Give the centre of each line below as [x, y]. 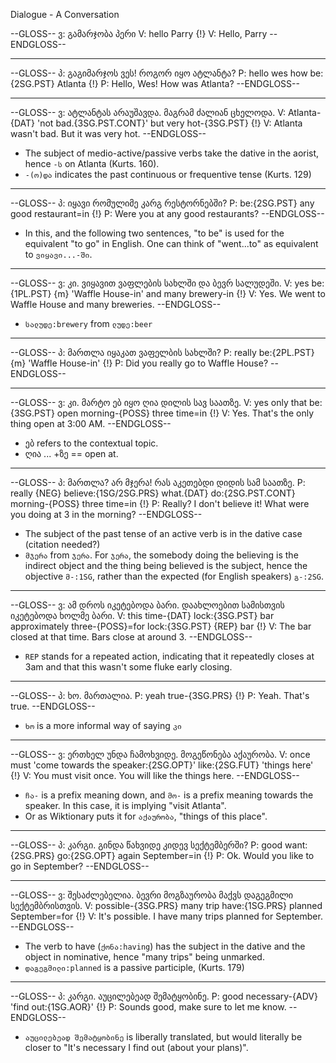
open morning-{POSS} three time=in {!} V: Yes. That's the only [185, 413]
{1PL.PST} [31, 293]
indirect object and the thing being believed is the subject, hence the [166, 565]
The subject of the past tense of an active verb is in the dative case [163, 533]
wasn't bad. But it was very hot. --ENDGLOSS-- [108, 133]
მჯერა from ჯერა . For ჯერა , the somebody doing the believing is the [161, 555]
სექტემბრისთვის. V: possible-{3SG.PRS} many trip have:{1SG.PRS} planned [166, 905]
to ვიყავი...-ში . [58, 254]
